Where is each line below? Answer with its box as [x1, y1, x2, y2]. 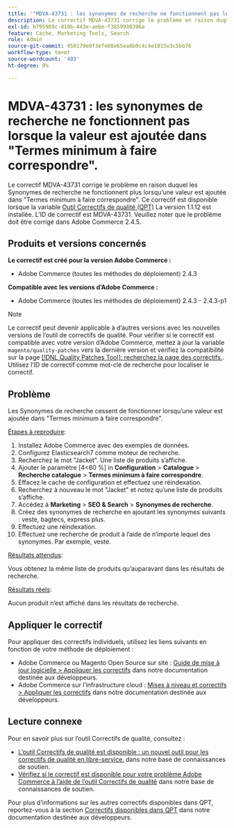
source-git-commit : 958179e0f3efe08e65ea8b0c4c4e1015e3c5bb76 [8, 43, 192, 49]
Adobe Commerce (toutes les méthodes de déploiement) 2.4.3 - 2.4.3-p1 [17, 297, 227, 305]
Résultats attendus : [8, 551, 63, 560]
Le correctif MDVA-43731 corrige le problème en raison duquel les [8, 181, 198, 189]
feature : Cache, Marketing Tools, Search [8, 29, 130, 37]
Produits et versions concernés [8, 238, 147, 250]
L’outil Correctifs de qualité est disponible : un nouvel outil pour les [17, 747, 209, 756]
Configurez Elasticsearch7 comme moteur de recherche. [17, 449, 181, 457]
